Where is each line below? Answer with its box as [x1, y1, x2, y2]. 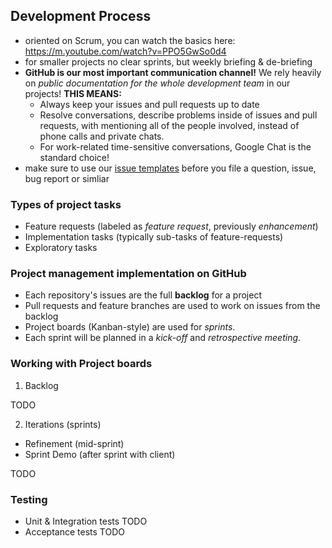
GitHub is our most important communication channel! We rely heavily [24, 66, 322, 78]
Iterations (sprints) [24, 418, 102, 430]
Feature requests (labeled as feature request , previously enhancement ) [24, 220, 319, 233]
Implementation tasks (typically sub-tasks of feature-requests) [24, 231, 284, 243]
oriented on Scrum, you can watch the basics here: [24, 34, 236, 46]
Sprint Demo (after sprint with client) [24, 448, 176, 460]
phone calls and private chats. [39, 130, 165, 142]
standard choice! [39, 151, 110, 163]
